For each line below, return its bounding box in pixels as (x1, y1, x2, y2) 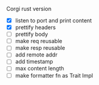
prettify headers (15, 24, 56, 31)
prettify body (15, 30, 48, 38)
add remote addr (15, 51, 58, 58)
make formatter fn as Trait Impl (15, 72, 94, 79)
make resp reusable (15, 44, 65, 52)
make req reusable (15, 38, 62, 45)
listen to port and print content (15, 17, 92, 24)
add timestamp (15, 58, 53, 66)
